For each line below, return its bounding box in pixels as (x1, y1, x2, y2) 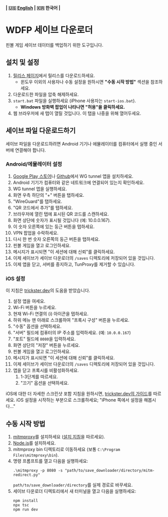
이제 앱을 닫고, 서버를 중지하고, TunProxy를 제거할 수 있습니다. (13, 261, 135, 267)
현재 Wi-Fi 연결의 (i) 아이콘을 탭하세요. (13, 311, 89, 317)
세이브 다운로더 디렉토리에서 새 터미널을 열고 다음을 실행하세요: (13, 488, 137, 494)
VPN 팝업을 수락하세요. (13, 230, 59, 236)
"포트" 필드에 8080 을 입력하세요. (13, 336, 76, 342)
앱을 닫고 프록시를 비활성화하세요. (13, 367, 79, 374)
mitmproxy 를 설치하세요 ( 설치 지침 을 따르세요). (13, 433, 105, 439)
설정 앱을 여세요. (13, 298, 46, 304)
